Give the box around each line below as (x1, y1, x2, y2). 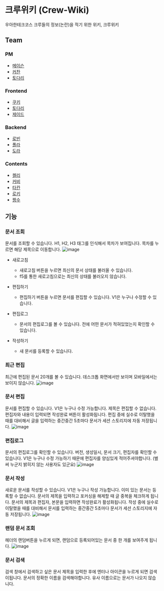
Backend (5, 123, 27, 130)
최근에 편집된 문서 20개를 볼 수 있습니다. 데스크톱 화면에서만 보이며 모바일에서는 (5, 373, 158, 380)
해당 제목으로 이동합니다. (14, 246, 61, 252)
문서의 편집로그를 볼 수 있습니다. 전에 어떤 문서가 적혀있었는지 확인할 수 (19, 321, 155, 327)
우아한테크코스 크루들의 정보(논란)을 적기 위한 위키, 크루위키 (5, 22, 119, 27)
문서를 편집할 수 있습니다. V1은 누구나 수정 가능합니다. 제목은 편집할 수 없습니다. (5, 405, 157, 411)
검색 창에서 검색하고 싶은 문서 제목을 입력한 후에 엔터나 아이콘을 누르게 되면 (5, 568, 148, 574)
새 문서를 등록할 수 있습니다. (19, 348, 73, 354)
